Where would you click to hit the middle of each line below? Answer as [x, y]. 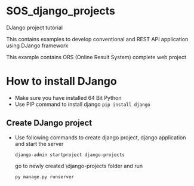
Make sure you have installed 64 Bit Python [68, 97]
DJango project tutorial [34, 28]
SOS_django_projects [61, 11]
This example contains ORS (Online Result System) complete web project [96, 57]
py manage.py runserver [44, 177]
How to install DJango [62, 81]
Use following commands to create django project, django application [100, 137]
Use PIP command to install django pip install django [82, 104]
